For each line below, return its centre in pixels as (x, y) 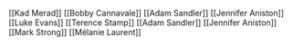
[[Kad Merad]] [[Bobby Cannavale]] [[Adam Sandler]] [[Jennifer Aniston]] (146, 13)
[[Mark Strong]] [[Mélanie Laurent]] (75, 32)
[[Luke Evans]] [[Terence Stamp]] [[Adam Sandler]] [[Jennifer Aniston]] (143, 23)
